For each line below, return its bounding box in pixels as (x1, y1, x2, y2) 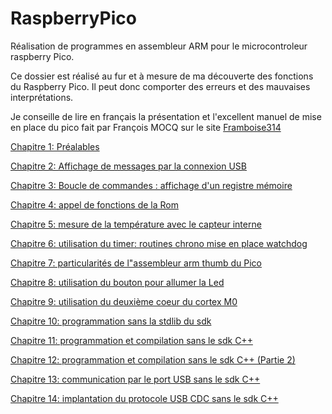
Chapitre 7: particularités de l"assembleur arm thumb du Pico (10, 257, 262, 269)
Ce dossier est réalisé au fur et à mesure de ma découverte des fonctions (10, 70, 314, 82)
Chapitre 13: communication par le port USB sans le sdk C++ (10, 373, 261, 385)
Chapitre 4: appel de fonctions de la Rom (10, 198, 179, 211)
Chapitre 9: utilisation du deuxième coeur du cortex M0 (10, 295, 238, 307)
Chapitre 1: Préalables (10, 140, 100, 152)
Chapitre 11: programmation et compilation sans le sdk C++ (10, 334, 253, 346)
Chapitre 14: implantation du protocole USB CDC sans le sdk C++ (10, 392, 279, 404)
